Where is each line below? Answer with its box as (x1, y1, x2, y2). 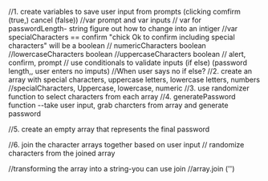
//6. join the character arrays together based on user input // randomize (8, 140, 245, 149)
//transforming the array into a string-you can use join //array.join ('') (8, 164, 235, 173)
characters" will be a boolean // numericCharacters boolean (8, 41, 206, 50)
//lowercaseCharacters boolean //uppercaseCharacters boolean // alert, (8, 50, 246, 58)
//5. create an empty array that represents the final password (8, 124, 210, 134)
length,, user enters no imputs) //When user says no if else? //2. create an (8, 66, 253, 75)
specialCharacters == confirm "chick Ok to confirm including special (8, 32, 235, 42)
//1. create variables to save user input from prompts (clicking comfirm (8, 7, 241, 16)
